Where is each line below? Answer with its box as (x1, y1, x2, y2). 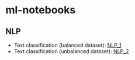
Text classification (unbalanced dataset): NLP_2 (13, 48, 129, 55)
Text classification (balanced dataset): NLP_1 (13, 42, 122, 48)
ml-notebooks (5, 3, 76, 17)
